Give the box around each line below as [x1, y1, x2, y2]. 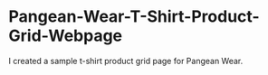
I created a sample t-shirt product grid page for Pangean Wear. [8, 55, 244, 66]
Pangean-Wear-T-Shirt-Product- [8, 6, 260, 27]
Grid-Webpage [8, 25, 123, 46]
